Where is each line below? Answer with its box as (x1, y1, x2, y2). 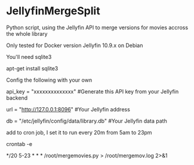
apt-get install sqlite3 (6, 64, 58, 72)
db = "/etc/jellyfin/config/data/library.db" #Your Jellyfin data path (6, 117, 167, 124)
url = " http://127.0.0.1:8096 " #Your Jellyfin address (6, 105, 130, 113)
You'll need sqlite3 (6, 53, 52, 60)
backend (6, 94, 28, 101)
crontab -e (6, 140, 33, 147)
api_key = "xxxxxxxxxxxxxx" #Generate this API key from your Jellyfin (6, 88, 179, 95)
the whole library (6, 30, 48, 37)
